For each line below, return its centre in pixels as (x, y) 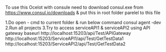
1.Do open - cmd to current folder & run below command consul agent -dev (83, 22)
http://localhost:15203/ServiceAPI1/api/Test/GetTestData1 (65, 38)
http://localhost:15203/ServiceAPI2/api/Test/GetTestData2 (65, 44)
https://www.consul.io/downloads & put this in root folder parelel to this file (83, 13)
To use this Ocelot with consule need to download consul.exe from (74, 7)
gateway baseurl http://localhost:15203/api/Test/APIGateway (68, 33)
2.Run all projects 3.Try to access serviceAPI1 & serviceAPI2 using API (78, 28)
